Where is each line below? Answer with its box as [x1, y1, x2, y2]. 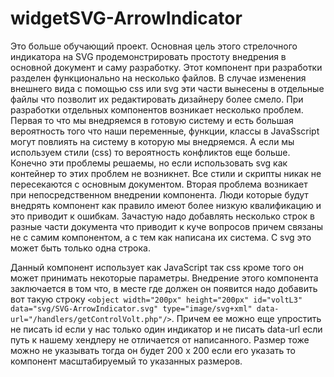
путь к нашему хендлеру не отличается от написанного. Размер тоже [10, 333, 310, 346]
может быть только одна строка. [10, 242, 151, 254]
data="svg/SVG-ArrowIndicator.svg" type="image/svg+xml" [10, 303, 253, 314]
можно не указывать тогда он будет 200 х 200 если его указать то [10, 344, 296, 356]
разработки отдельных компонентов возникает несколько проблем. [10, 103, 304, 116]
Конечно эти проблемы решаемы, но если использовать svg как [10, 157, 288, 169]
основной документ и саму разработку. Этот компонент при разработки [10, 61, 323, 73]
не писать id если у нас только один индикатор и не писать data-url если [10, 323, 323, 335]
